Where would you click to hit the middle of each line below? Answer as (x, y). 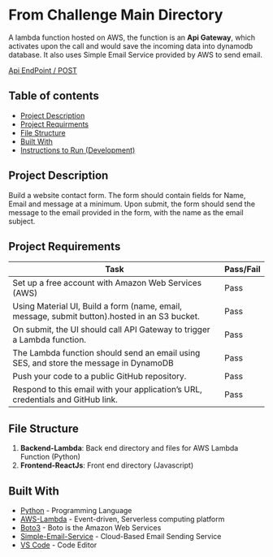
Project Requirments (54, 124)
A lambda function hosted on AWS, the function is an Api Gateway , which (132, 37)
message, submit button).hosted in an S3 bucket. (106, 317)
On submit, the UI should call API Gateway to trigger (111, 330)
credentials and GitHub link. (65, 399)
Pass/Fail (243, 270)
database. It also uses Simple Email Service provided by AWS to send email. (135, 54)
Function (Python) (50, 457)
